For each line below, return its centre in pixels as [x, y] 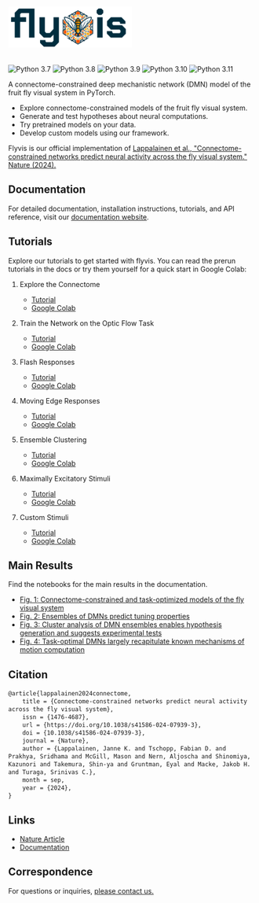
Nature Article [42, 838]
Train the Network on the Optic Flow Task [87, 323]
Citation [28, 674]
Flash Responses [47, 362]
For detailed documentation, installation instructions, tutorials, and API [122, 208]
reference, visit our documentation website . [78, 217]
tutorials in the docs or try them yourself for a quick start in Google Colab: [128, 269]
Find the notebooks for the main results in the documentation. [108, 584]
